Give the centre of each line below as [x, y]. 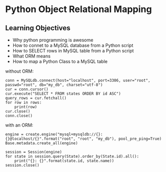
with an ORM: [19, 125]
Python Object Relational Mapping [79, 9]
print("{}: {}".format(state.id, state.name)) [64, 161]
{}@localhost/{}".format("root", [40, 139]
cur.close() [18, 111]
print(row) [26, 107]
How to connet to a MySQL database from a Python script [73, 45]
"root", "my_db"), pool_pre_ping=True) [120, 139]
